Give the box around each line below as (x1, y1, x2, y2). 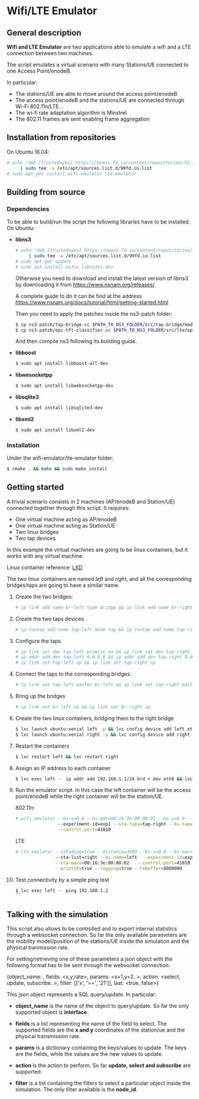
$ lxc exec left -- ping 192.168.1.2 (15, 887, 109, 894)
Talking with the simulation (6, 909, 109, 919)
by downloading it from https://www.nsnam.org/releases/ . (15, 281, 156, 288)
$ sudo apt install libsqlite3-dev (15, 405, 103, 411)
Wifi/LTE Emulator (6, 4, 97, 18)
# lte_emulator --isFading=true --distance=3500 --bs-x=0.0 (15, 849, 167, 855)
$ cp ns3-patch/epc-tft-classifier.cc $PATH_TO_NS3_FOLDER (15, 327, 164, 333)
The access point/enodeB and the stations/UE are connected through (15, 96, 185, 104)
